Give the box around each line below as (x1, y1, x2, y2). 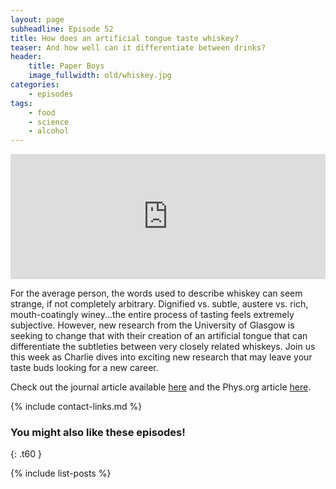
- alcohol (28, 126, 70, 136)
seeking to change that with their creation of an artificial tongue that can (10, 330, 308, 342)
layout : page (10, 14, 65, 25)
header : (10, 52, 43, 62)
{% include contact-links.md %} (10, 401, 143, 413)
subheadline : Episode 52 (10, 24, 114, 34)
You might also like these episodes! (10, 426, 186, 440)
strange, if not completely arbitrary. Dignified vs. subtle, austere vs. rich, (10, 298, 309, 310)
